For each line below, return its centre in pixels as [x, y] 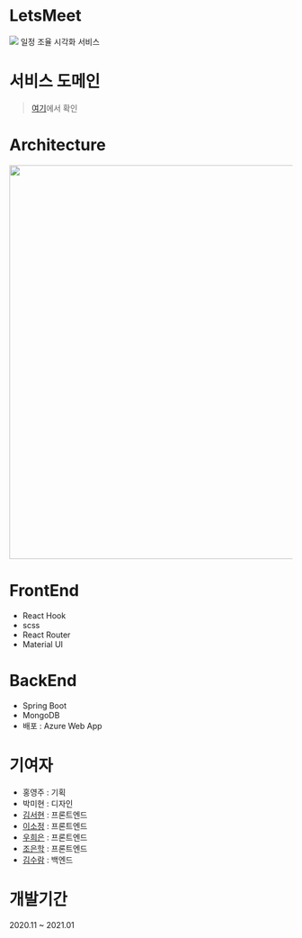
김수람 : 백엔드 [48, 860]
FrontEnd [44, 591]
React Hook [44, 615]
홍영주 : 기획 [44, 792]
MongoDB [41, 715]
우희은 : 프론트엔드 [55, 837]
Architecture [58, 145]
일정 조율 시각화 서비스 [60, 41]
